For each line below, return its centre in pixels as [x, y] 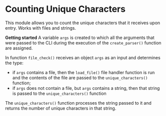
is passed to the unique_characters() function [59, 93]
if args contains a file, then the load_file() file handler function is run [83, 72]
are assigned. [19, 48]
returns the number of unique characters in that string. [61, 108]
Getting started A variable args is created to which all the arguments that [80, 38]
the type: [14, 63]
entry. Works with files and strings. [41, 28]
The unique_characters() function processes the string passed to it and [79, 103]
